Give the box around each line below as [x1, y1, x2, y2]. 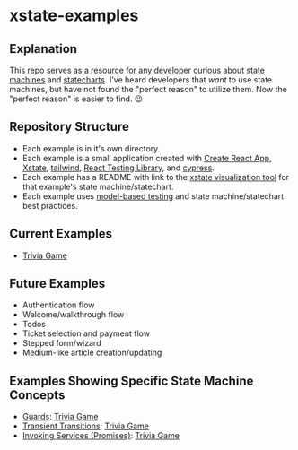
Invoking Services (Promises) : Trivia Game [22, 430, 180, 441]
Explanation [9, 41, 78, 56]
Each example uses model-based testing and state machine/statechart [22, 190, 285, 202]
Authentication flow [22, 299, 95, 310]
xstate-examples [9, 5, 139, 26]
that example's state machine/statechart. [22, 181, 174, 192]
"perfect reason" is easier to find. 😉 [9, 93, 144, 104]
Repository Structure [9, 119, 130, 134]
